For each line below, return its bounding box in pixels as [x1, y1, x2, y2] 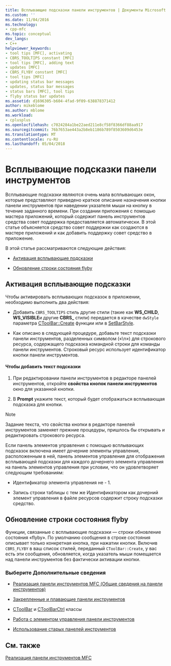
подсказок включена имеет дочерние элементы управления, [5, 448, 140, 454]
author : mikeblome [5, 103, 45, 109]
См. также [5, 641, 41, 650]
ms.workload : [5, 113, 33, 118]
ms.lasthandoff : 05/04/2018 [5, 141, 66, 147]
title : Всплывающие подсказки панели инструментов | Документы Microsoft [5, 7, 166, 13]
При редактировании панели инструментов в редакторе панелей [12, 375, 157, 381]
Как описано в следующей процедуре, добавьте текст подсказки [12, 330, 156, 336]
